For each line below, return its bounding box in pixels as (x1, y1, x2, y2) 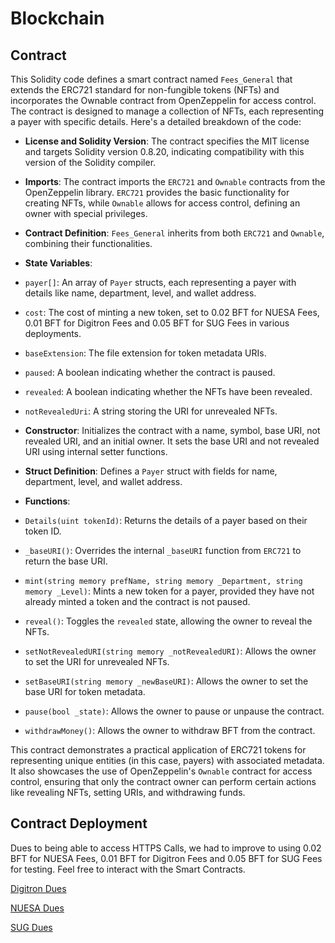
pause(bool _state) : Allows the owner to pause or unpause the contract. (24, 705, 325, 717)
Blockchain (10, 7, 105, 30)
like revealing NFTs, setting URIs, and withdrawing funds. (10, 787, 246, 798)
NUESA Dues (10, 902, 65, 914)
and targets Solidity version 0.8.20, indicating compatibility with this (24, 146, 305, 157)
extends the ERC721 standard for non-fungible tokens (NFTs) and (10, 84, 280, 96)
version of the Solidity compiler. (24, 157, 157, 168)
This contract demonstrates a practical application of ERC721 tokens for (10, 744, 307, 756)
